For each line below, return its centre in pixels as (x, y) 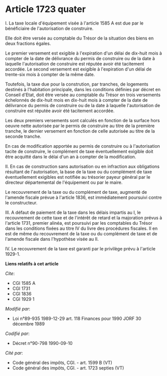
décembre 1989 (28, 323)
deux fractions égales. (28, 43)
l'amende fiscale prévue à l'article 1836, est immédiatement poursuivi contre (83, 197)
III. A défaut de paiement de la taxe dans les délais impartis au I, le (73, 212)
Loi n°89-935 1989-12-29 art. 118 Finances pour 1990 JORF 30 (77, 318)
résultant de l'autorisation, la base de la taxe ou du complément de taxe (79, 172)
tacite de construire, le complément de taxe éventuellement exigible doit (79, 151)
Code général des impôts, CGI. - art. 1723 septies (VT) (68, 368)
